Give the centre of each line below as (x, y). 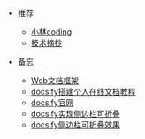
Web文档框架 (55, 81)
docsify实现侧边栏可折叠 (76, 114)
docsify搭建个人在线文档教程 (83, 92)
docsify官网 (52, 103)
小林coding (51, 32)
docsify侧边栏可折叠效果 (76, 125)
